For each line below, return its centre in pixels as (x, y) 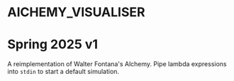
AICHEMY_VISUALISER (76, 12)
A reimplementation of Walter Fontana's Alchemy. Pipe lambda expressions (117, 64)
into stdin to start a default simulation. (63, 72)
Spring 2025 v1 (52, 45)
